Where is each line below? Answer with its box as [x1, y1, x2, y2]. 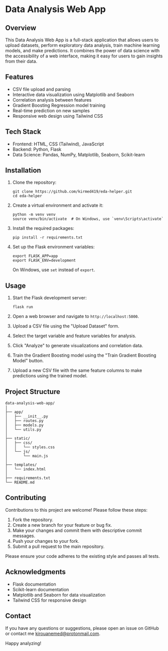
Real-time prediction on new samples [12, 107, 90, 114]
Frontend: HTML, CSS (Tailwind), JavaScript [12, 141, 104, 147]
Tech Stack [5, 127, 41, 136]
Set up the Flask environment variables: [12, 244, 95, 250]
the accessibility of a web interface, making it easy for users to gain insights [5, 53, 163, 59]
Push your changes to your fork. [12, 538, 79, 544]
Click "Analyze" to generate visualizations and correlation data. [12, 343, 143, 349]
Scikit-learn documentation [12, 586, 69, 592]
